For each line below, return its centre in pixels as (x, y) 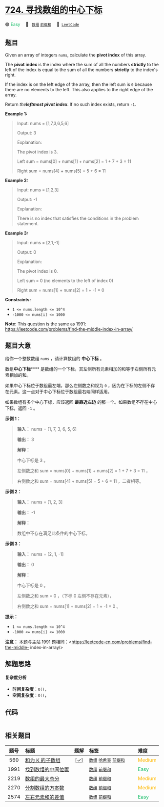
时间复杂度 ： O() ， (31, 689)
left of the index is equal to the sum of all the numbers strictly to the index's (81, 70)
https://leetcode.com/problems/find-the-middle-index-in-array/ (69, 329)
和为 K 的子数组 (43, 760)
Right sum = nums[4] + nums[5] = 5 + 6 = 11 (61, 171)
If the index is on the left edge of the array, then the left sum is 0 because (79, 84)
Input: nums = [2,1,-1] (38, 242)
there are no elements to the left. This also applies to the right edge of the (79, 89)
